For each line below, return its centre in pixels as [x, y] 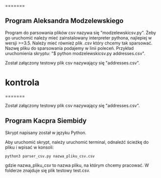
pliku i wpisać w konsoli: [30, 147]
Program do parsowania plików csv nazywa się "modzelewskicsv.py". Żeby [80, 33]
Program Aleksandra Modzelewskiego [64, 21]
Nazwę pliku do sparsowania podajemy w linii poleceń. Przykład [70, 48]
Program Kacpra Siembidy [46, 121]
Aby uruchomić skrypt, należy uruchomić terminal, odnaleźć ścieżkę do [77, 142]
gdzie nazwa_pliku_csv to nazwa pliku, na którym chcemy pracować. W [77, 165]
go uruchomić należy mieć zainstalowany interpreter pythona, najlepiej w [79, 38]
